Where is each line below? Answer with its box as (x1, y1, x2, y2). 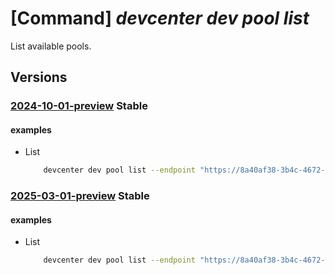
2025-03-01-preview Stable (10, 189, 150, 203)
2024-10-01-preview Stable (10, 99, 148, 113)
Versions (10, 69, 68, 86)
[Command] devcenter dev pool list (10, 7, 310, 30)
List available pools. (10, 40, 92, 52)
